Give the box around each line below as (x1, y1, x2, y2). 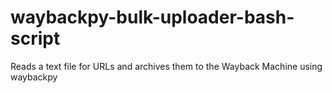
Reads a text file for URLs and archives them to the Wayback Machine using (10, 60, 323, 72)
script (10, 27, 61, 50)
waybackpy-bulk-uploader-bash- (10, 6, 295, 29)
